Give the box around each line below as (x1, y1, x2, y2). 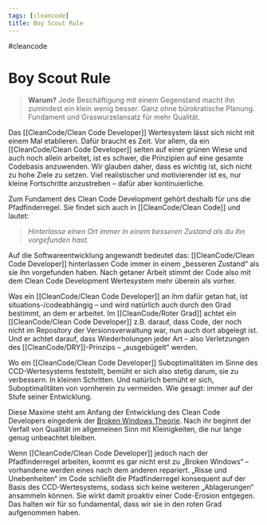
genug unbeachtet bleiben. (8, 433, 97, 443)
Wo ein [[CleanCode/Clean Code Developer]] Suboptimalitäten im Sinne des (8, 358, 258, 368)
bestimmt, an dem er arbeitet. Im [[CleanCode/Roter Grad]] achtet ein (8, 308, 237, 318)
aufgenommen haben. (8, 508, 81, 518)
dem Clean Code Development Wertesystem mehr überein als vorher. (8, 276, 237, 286)
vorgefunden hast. (27, 235, 89, 245)
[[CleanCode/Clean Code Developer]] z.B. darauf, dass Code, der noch (8, 317, 242, 327)
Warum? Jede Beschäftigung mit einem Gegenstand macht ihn (27, 95, 235, 105)
